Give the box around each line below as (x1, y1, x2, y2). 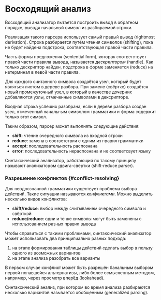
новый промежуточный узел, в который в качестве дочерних (5, 89, 132, 95)
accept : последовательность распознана (12, 143, 98, 149)
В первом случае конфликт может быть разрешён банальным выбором (5, 265, 154, 270)
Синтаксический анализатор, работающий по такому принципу (5, 157, 136, 163)
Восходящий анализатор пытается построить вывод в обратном (5, 19, 139, 25)
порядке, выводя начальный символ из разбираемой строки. (5, 24, 132, 30)
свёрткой (12, 211, 32, 217)
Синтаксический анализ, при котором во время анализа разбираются (5, 284, 151, 290)
